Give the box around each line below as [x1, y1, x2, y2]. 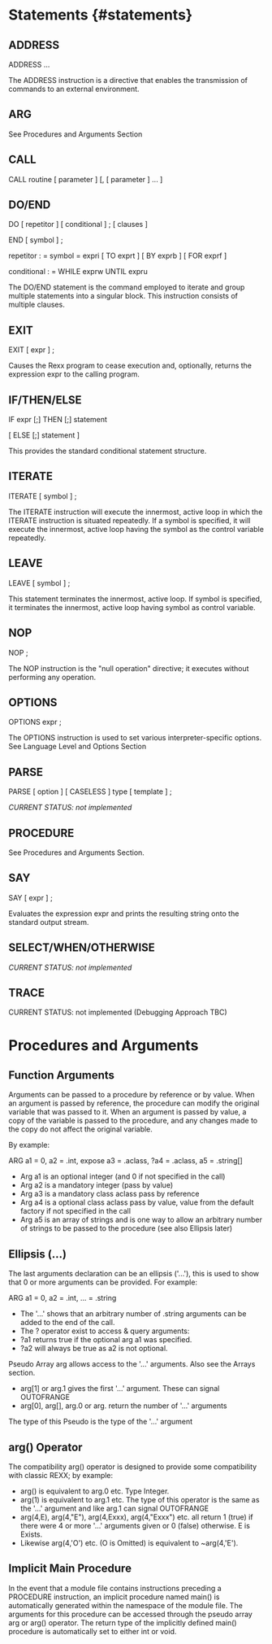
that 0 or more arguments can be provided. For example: [8, 1277, 197, 1287]
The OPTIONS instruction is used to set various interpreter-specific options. [8, 733, 262, 743]
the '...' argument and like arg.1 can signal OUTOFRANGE [19, 1503, 209, 1513]
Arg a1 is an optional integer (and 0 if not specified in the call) [19, 1171, 226, 1181]
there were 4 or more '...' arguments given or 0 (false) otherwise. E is [19, 1521, 250, 1530]
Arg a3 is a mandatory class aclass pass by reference [19, 1189, 200, 1199]
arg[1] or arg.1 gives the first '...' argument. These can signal [19, 1384, 220, 1393]
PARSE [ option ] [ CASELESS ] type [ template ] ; [8, 787, 172, 796]
